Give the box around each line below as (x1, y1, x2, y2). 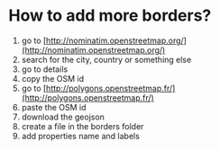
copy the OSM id (21, 73, 85, 84)
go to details (21, 64, 69, 75)
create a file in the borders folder (21, 120, 144, 131)
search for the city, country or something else (21, 54, 192, 65)
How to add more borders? (8, 5, 212, 26)
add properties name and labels (21, 130, 141, 141)
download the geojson (21, 111, 105, 122)
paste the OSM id (21, 101, 87, 112)
